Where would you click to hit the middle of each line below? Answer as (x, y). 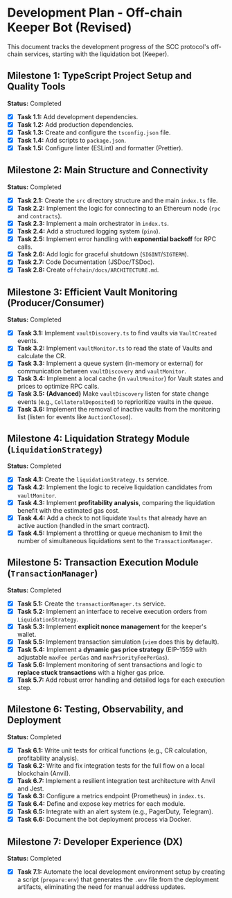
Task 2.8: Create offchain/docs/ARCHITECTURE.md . (88, 270)
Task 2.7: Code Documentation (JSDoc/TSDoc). (86, 262)
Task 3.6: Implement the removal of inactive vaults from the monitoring (118, 409)
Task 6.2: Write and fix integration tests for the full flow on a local (111, 765)
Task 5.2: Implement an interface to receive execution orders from (112, 611)
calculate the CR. (42, 356)
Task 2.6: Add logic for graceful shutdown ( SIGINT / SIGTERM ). (103, 254)
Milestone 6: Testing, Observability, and (95, 709)
